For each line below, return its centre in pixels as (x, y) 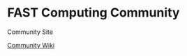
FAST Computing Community (93, 13)
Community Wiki (31, 45)
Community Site (30, 32)
